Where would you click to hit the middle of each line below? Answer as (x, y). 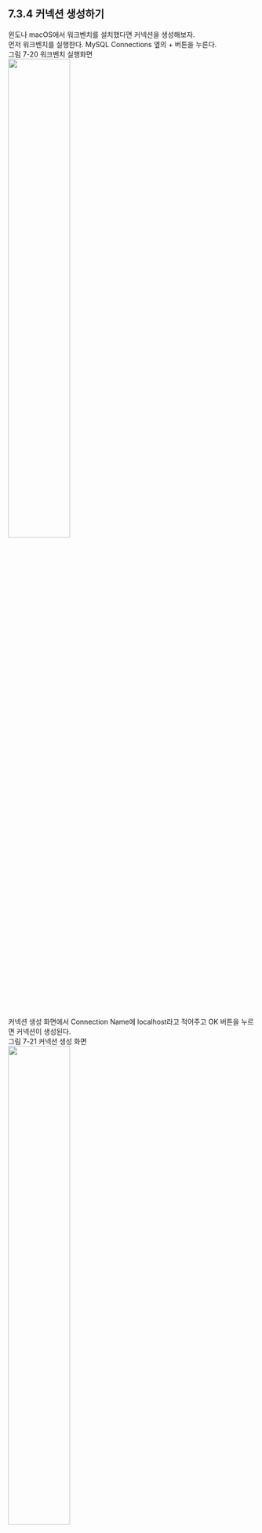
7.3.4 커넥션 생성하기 (56, 14)
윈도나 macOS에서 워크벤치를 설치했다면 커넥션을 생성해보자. (102, 35)
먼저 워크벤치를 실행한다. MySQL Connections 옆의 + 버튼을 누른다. (113, 44)
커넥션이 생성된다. (44, 1031)
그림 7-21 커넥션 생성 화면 (47, 1041)
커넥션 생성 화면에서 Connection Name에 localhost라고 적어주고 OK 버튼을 (124, 1021)
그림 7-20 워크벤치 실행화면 (50, 54)
